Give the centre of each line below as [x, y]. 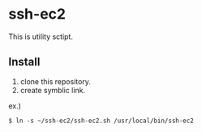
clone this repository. [56, 81]
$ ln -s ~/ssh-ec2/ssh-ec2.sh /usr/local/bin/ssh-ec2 [101, 121]
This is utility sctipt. [41, 36]
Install [24, 62]
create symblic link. [53, 90]
